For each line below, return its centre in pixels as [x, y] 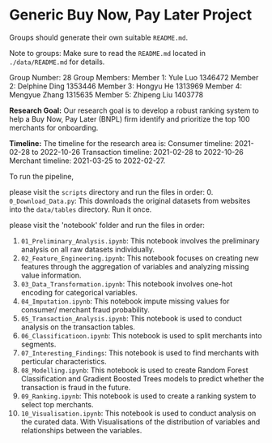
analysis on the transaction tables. [78, 327]
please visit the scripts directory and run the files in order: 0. [111, 191]
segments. [38, 344]
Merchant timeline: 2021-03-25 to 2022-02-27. [87, 161]
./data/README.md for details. [57, 62]
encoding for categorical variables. [79, 292]
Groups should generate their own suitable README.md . [99, 37]
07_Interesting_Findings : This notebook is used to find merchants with [140, 353]
